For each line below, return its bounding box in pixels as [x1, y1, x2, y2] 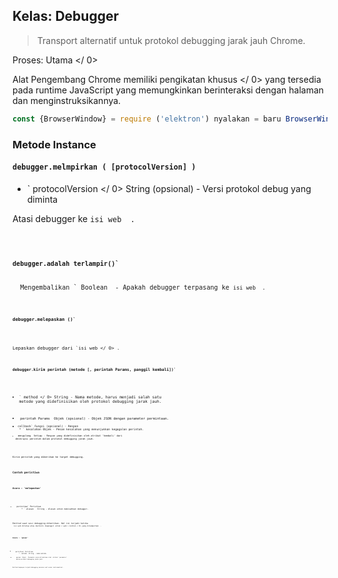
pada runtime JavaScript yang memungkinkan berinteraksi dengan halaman [12, 84, 325, 96]
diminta [26, 193, 59, 205]
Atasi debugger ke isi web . [12, 212, 135, 224]
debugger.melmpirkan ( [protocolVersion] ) [12, 162, 197, 173]
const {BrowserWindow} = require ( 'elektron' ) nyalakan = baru [12, 114, 282, 124]
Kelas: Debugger [12, 8, 119, 25]
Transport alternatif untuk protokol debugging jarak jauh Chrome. [36, 34, 306, 46]
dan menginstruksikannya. [12, 94, 122, 106]
